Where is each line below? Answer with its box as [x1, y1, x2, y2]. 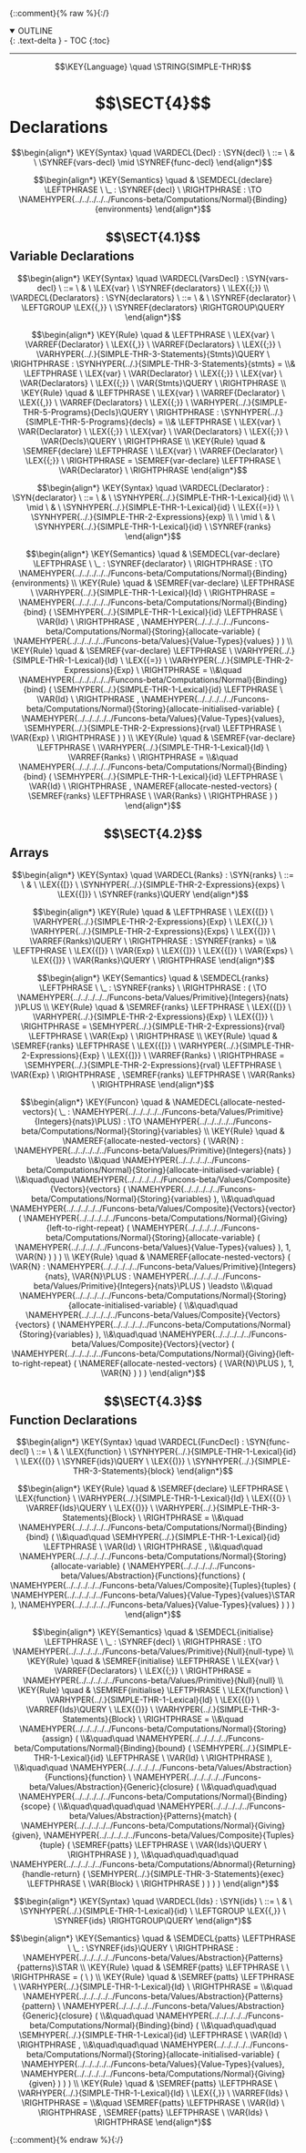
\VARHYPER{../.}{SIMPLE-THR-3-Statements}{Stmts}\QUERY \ [36, 348, 270, 359]
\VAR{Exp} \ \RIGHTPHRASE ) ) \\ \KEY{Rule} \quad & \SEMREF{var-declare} [10, 732, 296, 743]
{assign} [41, 1733, 74, 1744]
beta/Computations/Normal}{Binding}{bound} [14, 1743, 187, 1754]
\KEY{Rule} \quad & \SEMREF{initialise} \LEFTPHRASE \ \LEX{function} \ [17, 1685, 289, 1696]
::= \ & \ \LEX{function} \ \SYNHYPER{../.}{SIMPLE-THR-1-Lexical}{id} [36, 1446, 297, 1457]
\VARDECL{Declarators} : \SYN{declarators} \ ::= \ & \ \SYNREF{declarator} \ [10, 291, 296, 303]
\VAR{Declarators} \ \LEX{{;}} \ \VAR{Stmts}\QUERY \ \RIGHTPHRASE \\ [19, 377, 287, 388]
